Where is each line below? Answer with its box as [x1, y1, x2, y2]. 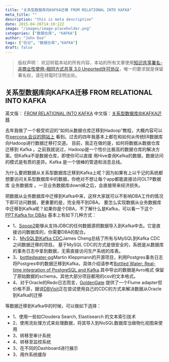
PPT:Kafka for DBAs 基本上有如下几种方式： [5, 212, 97, 218]
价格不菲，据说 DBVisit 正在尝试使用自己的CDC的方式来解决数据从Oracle [12, 286, 162, 292]
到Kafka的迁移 [12, 292, 43, 298]
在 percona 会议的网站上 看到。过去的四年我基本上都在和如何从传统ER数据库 [5, 134, 163, 140]
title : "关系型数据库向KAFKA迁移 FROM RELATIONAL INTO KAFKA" [5, 7, 132, 13]
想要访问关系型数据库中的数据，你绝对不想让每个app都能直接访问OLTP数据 [5, 176, 161, 182]
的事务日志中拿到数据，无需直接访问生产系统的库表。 [12, 248, 124, 254]
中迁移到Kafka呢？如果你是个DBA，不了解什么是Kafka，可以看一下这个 [5, 205, 153, 212]
